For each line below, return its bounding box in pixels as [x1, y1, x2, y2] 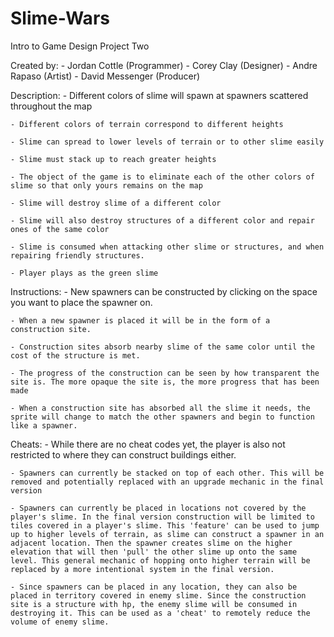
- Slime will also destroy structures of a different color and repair [10, 215, 315, 226]
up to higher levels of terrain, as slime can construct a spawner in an [10, 529, 325, 539]
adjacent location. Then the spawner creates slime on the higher [10, 538, 293, 548]
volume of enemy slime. [10, 617, 110, 627]
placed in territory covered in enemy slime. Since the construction [10, 590, 307, 601]
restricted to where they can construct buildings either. [10, 448, 237, 461]
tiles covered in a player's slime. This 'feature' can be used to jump [10, 520, 320, 531]
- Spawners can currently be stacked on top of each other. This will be [10, 468, 325, 478]
